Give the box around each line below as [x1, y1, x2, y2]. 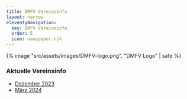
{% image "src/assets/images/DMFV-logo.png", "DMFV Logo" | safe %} [6, 52, 182, 59]
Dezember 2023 [14, 80, 55, 87]
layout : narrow [6, 14, 44, 20]
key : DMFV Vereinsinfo [11, 25, 67, 31]
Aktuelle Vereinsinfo [6, 67, 66, 75]
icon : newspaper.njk [11, 36, 62, 42]
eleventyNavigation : [6, 19, 57, 25]
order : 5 [11, 31, 33, 37]
